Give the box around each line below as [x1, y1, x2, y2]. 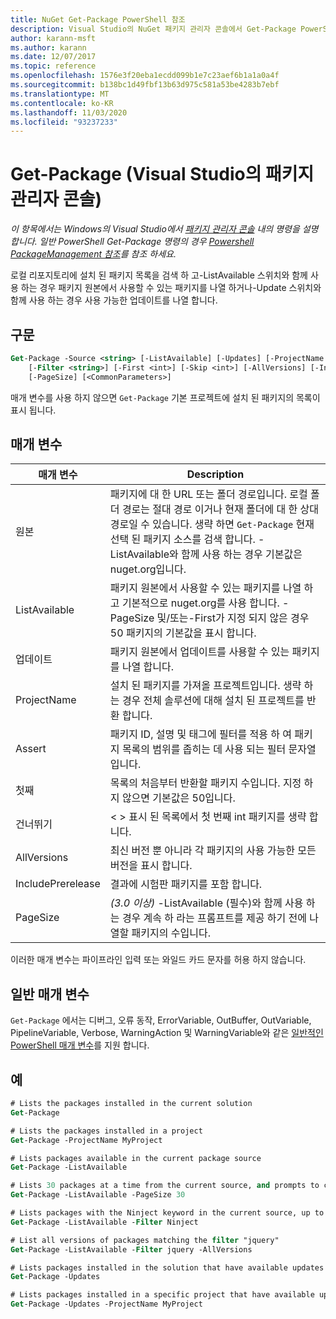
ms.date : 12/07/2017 [10, 52, 97, 62]
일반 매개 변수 [10, 986, 90, 1003]
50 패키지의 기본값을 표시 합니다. [109, 626, 257, 640]
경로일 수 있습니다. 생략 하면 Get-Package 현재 [109, 517, 315, 531]
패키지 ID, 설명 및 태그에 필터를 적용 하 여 [109, 727, 292, 741]
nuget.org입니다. [109, 562, 187, 576]
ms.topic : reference [10, 61, 97, 71]
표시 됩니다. [10, 404, 57, 416]
